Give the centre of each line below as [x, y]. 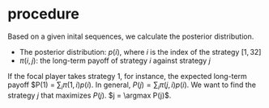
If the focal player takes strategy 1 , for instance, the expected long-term [128, 76]
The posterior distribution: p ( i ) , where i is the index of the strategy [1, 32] [140, 52]
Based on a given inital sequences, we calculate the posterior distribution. [131, 36]
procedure [44, 14]
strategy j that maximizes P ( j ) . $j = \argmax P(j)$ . [90, 95]
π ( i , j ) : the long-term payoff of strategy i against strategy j [115, 60]
